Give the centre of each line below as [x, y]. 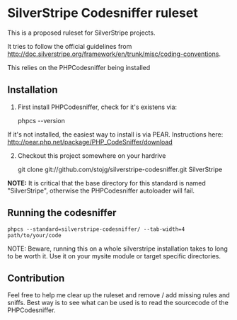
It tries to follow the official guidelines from [70, 46]
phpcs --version [41, 120]
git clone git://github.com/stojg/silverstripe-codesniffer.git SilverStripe [120, 169]
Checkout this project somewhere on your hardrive [92, 155]
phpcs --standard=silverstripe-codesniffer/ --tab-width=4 [96, 229]
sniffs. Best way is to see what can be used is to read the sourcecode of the [118, 303]
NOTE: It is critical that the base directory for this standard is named [107, 183]
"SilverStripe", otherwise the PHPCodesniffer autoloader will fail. [101, 190]
